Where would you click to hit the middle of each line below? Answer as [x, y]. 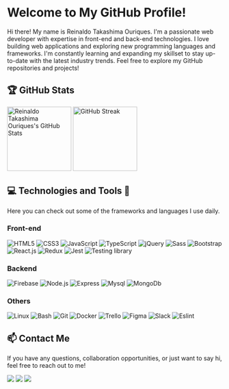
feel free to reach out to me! [46, 366]
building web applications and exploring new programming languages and [111, 46]
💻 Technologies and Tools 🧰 [69, 191]
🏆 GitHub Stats [41, 90]
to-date [18, 60]
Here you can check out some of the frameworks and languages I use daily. [113, 211]
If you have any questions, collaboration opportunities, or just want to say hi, [114, 358]
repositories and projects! [43, 68]
